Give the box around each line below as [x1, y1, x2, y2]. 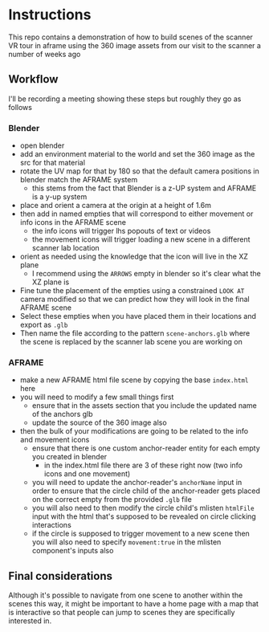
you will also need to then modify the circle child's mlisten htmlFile [31, 504, 255, 513]
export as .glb [19, 320, 68, 330]
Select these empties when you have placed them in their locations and [19, 312, 257, 321]
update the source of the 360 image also [31, 418, 167, 427]
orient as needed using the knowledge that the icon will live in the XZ [19, 251, 249, 262]
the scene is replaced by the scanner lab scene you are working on [19, 337, 243, 347]
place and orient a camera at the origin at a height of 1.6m [19, 201, 211, 210]
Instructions [8, 6, 92, 24]
